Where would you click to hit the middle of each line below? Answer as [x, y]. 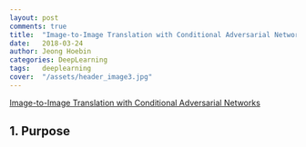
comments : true [38, 26]
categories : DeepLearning [58, 60]
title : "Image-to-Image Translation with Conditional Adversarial [140, 34]
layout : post [34, 18]
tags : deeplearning [51, 69]
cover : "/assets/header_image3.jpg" [81, 77]
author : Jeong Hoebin [51, 52]
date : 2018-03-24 [46, 43]
